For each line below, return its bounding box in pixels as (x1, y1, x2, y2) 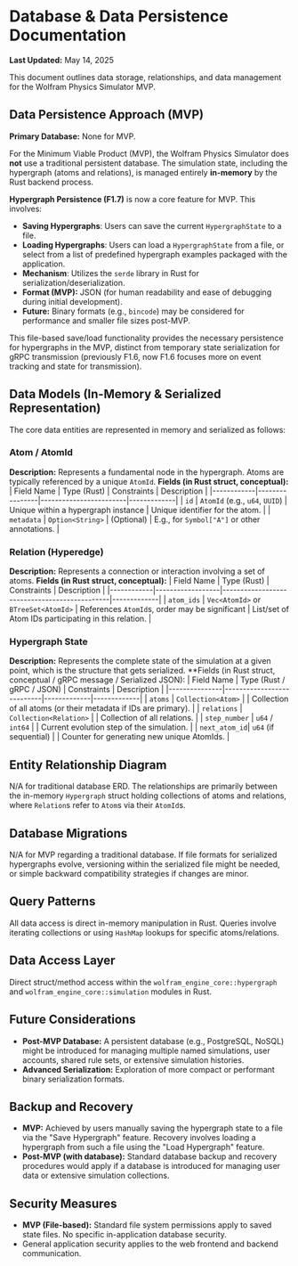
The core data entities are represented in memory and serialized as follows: (9, 424, 286, 435)
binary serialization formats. (21, 1074, 125, 1084)
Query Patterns (9, 894, 96, 910)
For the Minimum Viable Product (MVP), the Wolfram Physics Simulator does (9, 148, 289, 159)
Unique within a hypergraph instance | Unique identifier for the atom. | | (9, 504, 271, 515)
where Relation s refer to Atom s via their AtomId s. (9, 800, 186, 811)
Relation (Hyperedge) (9, 545, 104, 558)
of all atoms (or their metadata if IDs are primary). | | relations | (9, 703, 243, 714)
